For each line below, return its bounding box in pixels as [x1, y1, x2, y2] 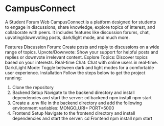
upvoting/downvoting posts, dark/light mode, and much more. [5, 35, 130, 40]
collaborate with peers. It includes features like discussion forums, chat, [5, 29, 150, 35]
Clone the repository [12, 84, 54, 90]
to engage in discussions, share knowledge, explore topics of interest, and [5, 24, 155, 30]
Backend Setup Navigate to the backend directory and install [12, 90, 135, 95]
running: [5, 75, 22, 81]
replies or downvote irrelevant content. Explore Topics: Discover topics [5, 54, 148, 60]
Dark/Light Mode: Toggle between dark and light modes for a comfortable [5, 64, 154, 71]
